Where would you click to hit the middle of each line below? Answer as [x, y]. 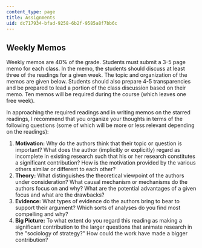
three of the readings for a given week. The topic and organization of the [97, 75]
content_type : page [31, 12]
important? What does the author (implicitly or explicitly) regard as [97, 150]
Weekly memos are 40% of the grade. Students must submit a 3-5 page [96, 62]
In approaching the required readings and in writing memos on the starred [98, 113]
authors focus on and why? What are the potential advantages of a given [106, 189]
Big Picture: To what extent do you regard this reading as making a [99, 221]
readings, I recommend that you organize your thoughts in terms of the [95, 119]
